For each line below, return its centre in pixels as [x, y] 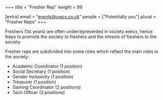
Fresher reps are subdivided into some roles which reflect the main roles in [82, 51]
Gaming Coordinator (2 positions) [46, 87]
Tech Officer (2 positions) [39, 92]
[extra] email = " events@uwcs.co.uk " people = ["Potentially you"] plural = [81, 17]
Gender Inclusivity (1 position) [43, 77]
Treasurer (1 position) [34, 82]
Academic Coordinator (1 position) [47, 66]
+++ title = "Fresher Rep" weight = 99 [44, 7]
